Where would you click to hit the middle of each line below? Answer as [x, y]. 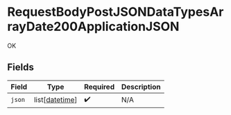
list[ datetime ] [55, 100]
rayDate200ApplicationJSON [93, 27]
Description [141, 87]
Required [100, 87]
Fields [21, 67]
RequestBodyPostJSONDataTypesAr [115, 12]
